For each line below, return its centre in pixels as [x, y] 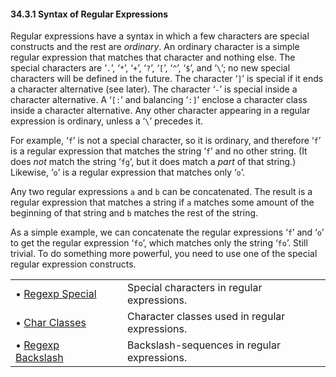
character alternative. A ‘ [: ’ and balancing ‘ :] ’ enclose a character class [159, 100]
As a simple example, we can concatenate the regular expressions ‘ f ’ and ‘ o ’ [167, 232]
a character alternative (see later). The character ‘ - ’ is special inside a [154, 89]
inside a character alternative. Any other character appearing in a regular [160, 111]
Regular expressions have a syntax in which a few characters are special [160, 36]
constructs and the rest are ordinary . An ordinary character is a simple [155, 47]
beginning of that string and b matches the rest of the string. [134, 213]
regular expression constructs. [73, 264]
